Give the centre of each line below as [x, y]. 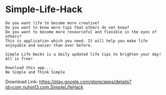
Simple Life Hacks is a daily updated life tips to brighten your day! [83, 54]
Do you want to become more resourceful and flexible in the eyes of [81, 32]
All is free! [19, 59]
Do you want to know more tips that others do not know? [67, 27]
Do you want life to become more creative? [53, 23]
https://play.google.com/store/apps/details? [85, 81]
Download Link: [22, 81]
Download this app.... [29, 67]
